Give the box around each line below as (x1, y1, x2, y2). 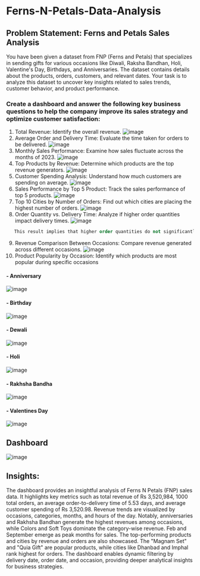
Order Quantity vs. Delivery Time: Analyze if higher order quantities (14, 211, 180, 218)
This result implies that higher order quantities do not (14, 229, 161, 235)
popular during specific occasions (14, 259, 99, 266)
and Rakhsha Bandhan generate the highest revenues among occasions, (6, 519, 184, 526)
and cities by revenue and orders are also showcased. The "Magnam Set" (6, 538, 187, 545)
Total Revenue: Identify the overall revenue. (14, 128, 121, 136)
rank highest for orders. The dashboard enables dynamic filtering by (6, 550, 174, 557)
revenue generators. (14, 166, 65, 174)
